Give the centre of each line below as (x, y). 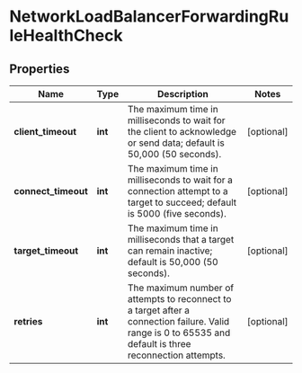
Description (182, 94)
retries (28, 321)
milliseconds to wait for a (180, 180)
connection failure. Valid (178, 321)
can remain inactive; (170, 251)
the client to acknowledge (182, 132)
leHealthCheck (66, 36)
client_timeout (45, 132)
